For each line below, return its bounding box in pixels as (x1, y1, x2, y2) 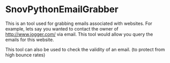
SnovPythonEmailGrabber (5, 4, 119, 15)
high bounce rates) (5, 52, 46, 58)
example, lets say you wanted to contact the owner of (5, 25, 119, 31)
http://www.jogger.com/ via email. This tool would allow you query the (5, 31, 153, 37)
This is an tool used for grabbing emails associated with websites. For (5, 20, 153, 26)
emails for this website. (5, 37, 54, 43)
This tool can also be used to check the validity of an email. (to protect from (5, 46, 165, 52)
